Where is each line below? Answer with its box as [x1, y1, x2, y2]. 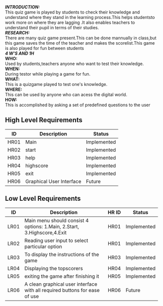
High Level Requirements [5, 116, 82, 124]
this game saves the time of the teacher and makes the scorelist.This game [5, 40, 155, 46]
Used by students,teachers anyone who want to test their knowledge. [5, 61, 144, 66]
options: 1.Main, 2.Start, [24, 223, 79, 230]
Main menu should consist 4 [24, 217, 89, 224]
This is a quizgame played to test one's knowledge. [5, 81, 108, 87]
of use [24, 293, 39, 300]
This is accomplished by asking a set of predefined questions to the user [5, 102, 150, 108]
